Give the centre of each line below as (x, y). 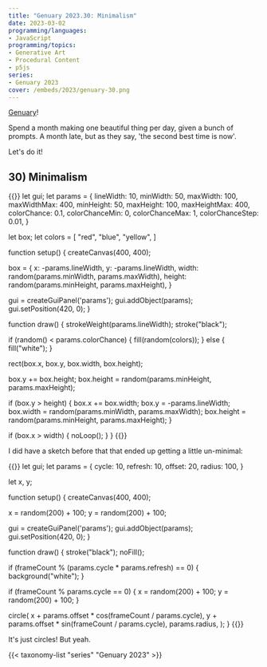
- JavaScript (30, 38)
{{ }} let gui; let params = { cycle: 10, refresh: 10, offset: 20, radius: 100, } (126, 467)
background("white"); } (46, 576)
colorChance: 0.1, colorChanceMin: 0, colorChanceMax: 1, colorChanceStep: (133, 213)
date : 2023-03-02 (37, 23)
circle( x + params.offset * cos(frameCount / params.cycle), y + (113, 616)
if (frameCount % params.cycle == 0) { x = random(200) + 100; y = (118, 592)
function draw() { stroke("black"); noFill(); (77, 552)
